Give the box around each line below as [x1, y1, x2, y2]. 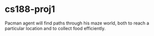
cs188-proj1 [5, 3, 55, 15]
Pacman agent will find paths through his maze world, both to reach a [5, 20, 149, 26]
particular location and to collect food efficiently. [5, 25, 106, 31]
